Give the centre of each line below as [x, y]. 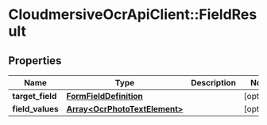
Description [213, 83]
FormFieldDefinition [104, 96]
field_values [35, 109]
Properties [35, 61]
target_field [35, 96]
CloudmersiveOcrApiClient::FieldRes [133, 15]
